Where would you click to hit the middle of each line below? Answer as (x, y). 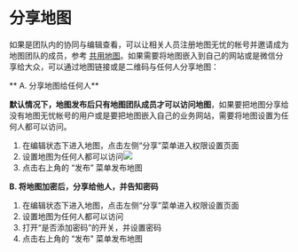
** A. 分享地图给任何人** (54, 85)
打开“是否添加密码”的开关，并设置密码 (92, 227)
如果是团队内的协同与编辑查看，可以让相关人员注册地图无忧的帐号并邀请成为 (149, 44)
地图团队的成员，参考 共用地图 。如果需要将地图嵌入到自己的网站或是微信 (142, 55)
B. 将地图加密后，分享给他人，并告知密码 (84, 186)
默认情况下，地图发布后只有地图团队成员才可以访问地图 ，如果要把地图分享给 (149, 104)
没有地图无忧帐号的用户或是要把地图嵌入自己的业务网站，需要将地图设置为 (145, 115)
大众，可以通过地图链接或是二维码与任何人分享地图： (122, 67)
